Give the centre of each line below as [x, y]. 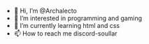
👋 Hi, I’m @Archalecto [45, 11]
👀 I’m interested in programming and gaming [78, 18]
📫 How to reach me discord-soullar [65, 34]
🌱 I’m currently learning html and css [67, 25]
